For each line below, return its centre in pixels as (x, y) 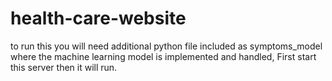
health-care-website (98, 18)
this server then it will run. (64, 67)
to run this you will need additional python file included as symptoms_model (166, 46)
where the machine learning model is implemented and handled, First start (163, 56)
